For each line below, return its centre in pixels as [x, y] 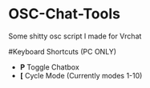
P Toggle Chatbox [50, 67]
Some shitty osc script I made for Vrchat [75, 36]
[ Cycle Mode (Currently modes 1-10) [81, 75]
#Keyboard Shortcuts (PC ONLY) [63, 51]
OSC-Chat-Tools [64, 14]
